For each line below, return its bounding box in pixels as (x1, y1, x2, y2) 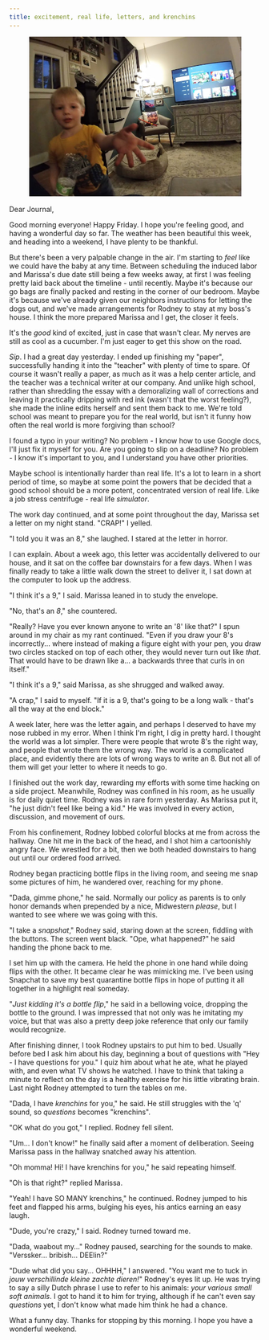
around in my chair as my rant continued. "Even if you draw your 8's (9, 630, 234, 639)
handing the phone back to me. (9, 942, 113, 952)
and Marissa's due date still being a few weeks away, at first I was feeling (9, 269, 251, 279)
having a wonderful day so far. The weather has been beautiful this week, (9, 228, 251, 238)
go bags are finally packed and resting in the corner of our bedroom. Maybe (9, 286, 260, 296)
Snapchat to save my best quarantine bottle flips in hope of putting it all (9, 974, 245, 984)
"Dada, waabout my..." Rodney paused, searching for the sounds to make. (9, 1241, 253, 1251)
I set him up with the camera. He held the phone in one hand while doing (9, 958, 249, 967)
